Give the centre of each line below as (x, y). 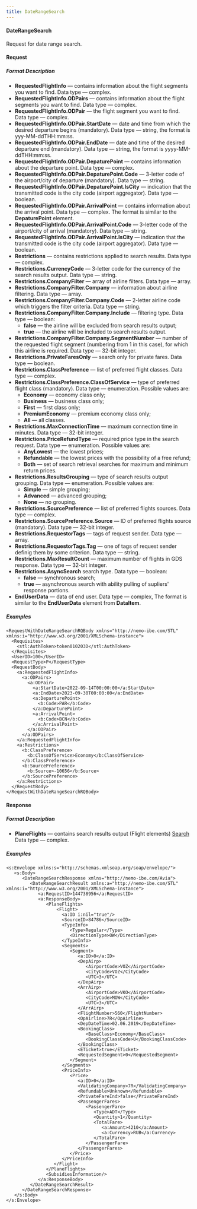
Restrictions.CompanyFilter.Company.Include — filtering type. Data (99, 313)
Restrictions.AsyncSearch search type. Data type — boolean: (91, 572)
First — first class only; (52, 408)
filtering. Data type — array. (49, 294)
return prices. (40, 471)
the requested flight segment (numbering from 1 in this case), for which (101, 344)
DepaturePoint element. (44, 218)
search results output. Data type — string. (66, 275)
